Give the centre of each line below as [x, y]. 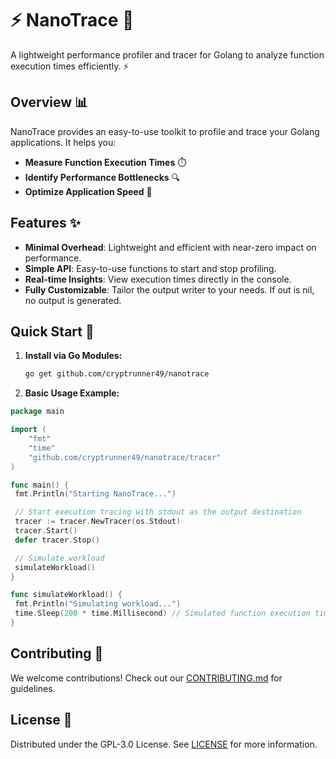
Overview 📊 [49, 102]
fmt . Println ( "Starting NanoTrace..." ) [95, 494]
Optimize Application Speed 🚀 [88, 191]
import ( [28, 430]
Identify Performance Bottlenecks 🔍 [102, 177]
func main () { [40, 485]
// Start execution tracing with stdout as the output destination [158, 512]
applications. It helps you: [63, 142]
